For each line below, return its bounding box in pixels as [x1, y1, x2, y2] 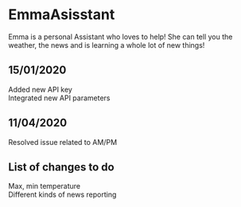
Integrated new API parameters [8, 93, 111, 103]
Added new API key [8, 84, 73, 94]
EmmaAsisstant [8, 6, 115, 24]
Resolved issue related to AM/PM [8, 137, 118, 146]
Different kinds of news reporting [8, 189, 117, 200]
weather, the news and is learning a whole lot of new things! [8, 40, 205, 49]
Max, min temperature [8, 182, 81, 191]
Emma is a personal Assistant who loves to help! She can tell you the [8, 32, 233, 41]
